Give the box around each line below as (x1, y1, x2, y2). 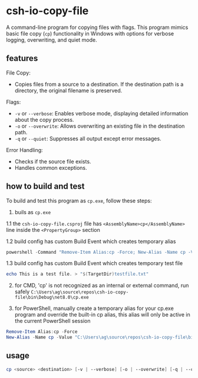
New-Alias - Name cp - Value (6, 334, 72, 341)
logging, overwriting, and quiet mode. (6, 36, 97, 43)
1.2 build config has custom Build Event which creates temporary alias (6, 238, 176, 245)
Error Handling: (6, 146, 43, 153)
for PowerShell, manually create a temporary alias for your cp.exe (14, 305, 174, 312)
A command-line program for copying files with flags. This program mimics (6, 24, 189, 31)
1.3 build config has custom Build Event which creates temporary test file (6, 260, 183, 267)
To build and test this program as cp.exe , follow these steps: (6, 197, 152, 204)
